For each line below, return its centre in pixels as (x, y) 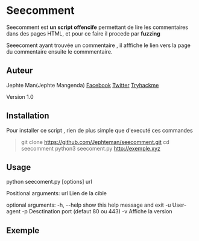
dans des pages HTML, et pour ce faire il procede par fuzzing (84, 33)
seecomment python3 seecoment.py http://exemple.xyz (91, 148)
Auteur (20, 71)
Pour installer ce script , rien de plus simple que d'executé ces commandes (99, 130)
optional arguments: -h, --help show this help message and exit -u (89, 205)
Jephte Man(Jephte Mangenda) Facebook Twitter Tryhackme (83, 85)
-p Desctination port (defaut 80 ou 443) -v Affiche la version (97, 211)
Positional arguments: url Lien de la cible (57, 193)
